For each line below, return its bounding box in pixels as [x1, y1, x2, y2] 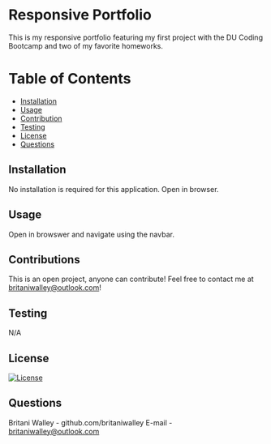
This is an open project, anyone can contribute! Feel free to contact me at [8, 274, 254, 284]
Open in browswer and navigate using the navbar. [8, 229, 174, 239]
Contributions [8, 253, 80, 267]
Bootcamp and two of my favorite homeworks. [8, 41, 164, 50]
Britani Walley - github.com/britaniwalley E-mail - [8, 417, 173, 427]
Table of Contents [8, 70, 131, 88]
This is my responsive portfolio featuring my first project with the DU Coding [8, 32, 264, 42]
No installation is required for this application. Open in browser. [8, 184, 219, 194]
